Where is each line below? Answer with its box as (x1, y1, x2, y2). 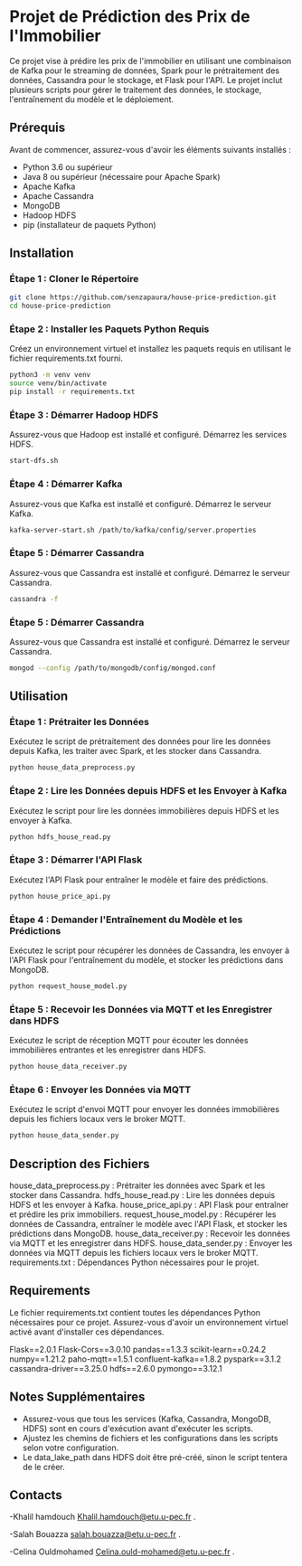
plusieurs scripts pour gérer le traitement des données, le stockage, (9, 84, 262, 95)
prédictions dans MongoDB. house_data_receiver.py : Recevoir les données (9, 1228, 291, 1240)
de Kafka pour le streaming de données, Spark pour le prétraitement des (9, 65, 280, 76)
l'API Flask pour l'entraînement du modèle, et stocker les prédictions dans (9, 955, 284, 965)
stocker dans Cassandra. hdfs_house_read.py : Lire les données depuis (9, 1190, 276, 1201)
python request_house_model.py (9, 982, 127, 991)
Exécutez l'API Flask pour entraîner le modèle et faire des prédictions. (9, 874, 269, 885)
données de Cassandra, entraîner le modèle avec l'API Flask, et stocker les (9, 1219, 288, 1230)
